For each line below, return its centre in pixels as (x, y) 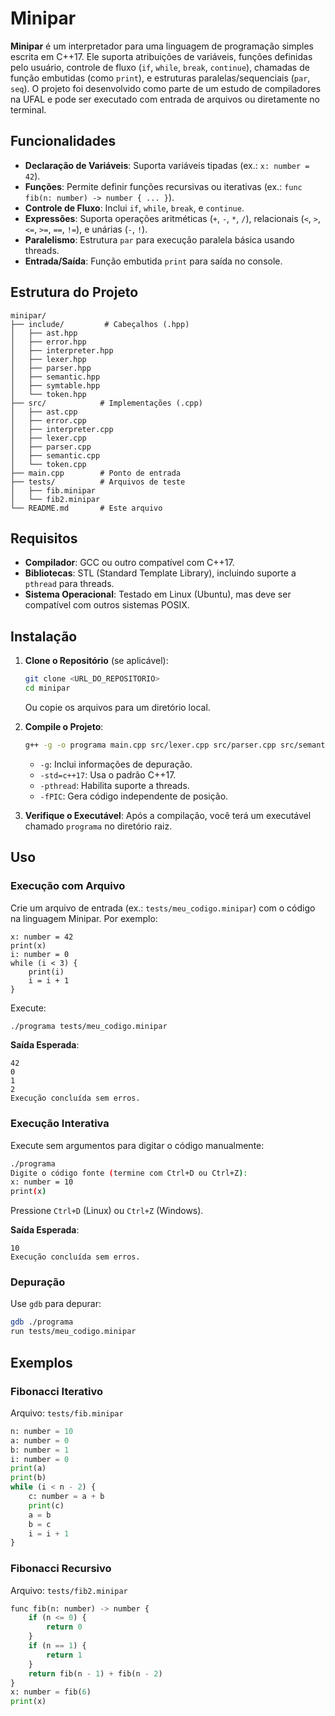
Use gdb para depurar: (56, 1304)
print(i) (46, 972)
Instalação (44, 636)
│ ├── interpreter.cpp (62, 429)
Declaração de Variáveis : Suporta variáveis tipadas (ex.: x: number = (167, 165)
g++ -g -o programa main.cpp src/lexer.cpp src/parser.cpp (150, 745)
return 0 (64, 1627)
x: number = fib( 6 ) (51, 1692)
